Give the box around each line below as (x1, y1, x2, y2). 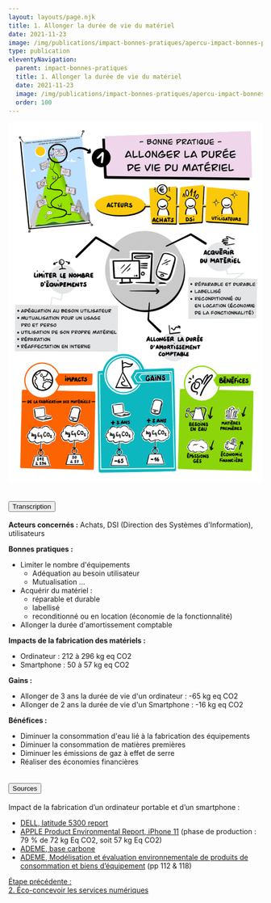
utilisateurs (8, 529, 45, 538)
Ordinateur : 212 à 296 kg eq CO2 (19, 652, 132, 661)
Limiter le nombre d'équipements (19, 560, 131, 570)
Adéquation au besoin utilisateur (31, 568, 140, 578)
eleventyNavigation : (8, 56, 78, 64)
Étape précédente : (8, 876, 73, 886)
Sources (12, 784, 38, 793)
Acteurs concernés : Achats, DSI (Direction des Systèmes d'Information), (8, 520, 253, 530)
